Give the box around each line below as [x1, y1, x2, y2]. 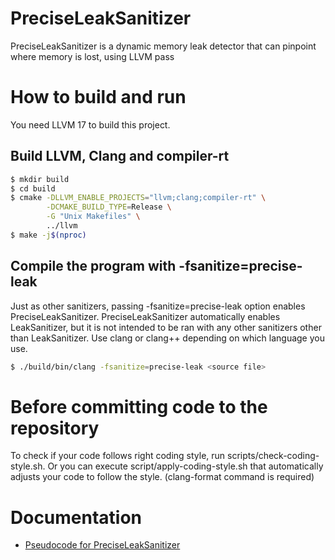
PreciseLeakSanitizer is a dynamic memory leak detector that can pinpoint [10, 40, 317, 52]
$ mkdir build [10, 174, 70, 184]
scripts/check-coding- [227, 450, 320, 462]
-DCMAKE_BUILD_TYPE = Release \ [46, 202, 172, 212]
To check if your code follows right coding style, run [10, 450, 226, 462]
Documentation [10, 506, 143, 529]
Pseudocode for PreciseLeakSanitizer [24, 539, 181, 551]
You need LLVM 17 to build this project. [10, 118, 171, 131]
